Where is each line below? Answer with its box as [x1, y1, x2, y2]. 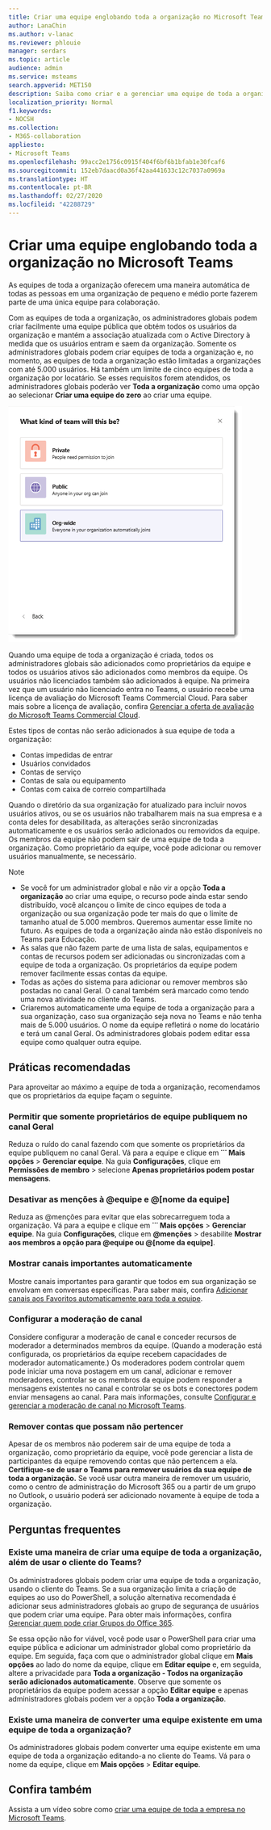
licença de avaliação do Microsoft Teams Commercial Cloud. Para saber [8, 693, 248, 703]
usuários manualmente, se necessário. [8, 851, 137, 861]
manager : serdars [8, 47, 67, 56]
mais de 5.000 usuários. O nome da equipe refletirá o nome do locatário [19, 1020, 260, 1030]
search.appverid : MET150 [8, 81, 92, 89]
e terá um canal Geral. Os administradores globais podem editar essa [19, 1028, 251, 1038]
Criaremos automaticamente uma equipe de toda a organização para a [19, 1002, 256, 1013]
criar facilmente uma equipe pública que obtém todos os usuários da [8, 321, 237, 331]
